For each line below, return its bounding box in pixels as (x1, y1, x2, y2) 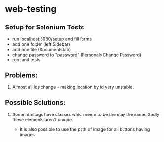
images (19, 131, 35, 137)
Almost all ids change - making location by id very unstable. (12, 84, 134, 90)
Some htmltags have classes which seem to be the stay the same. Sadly (12, 112, 160, 117)
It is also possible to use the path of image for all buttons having (19, 126, 150, 132)
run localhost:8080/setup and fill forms (12, 36, 92, 42)
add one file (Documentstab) (12, 47, 71, 52)
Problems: (5, 71, 38, 80)
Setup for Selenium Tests (5, 23, 84, 31)
